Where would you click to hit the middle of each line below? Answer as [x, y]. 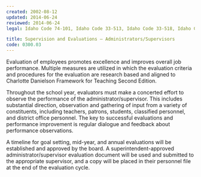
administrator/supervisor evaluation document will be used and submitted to [100, 155]
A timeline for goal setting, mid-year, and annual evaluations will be [89, 142]
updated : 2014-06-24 [32, 17]
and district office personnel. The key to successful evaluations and [90, 118]
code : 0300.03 [24, 45]
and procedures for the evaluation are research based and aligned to [91, 74]
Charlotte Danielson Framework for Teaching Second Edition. [82, 81]
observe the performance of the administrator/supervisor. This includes [94, 99]
